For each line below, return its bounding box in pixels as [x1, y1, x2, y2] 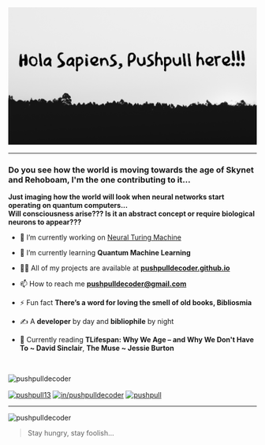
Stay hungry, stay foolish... [27, 428, 114, 437]
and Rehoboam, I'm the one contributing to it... [8, 174, 191, 185]
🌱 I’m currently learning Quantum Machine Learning [19, 247, 191, 257]
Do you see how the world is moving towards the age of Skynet [8, 164, 254, 175]
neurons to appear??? [8, 217, 82, 227]
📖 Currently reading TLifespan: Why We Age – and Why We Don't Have [19, 334, 255, 344]
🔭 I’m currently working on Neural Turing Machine [19, 232, 181, 242]
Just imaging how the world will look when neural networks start [8, 192, 225, 202]
